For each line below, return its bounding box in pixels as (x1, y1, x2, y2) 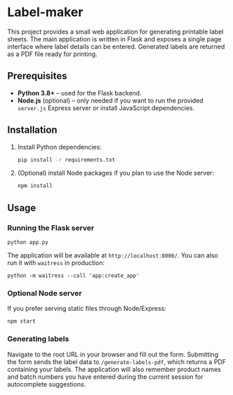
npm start (7, 318, 36, 325)
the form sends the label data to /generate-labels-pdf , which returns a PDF (7, 357, 227, 366)
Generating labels (7, 334, 69, 344)
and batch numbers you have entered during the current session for (7, 373, 204, 381)
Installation (7, 124, 58, 136)
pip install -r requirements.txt (17, 156, 116, 163)
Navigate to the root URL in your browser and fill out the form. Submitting (7, 350, 219, 359)
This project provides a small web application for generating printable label (7, 27, 224, 36)
